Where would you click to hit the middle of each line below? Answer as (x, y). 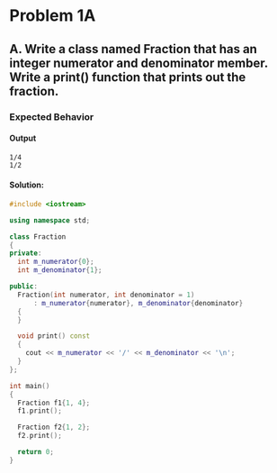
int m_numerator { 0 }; (56, 262)
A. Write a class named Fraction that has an (134, 49)
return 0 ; (36, 452)
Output (23, 138)
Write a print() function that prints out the (128, 77)
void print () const (54, 336)
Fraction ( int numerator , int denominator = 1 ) (106, 295)
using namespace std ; (50, 220)
